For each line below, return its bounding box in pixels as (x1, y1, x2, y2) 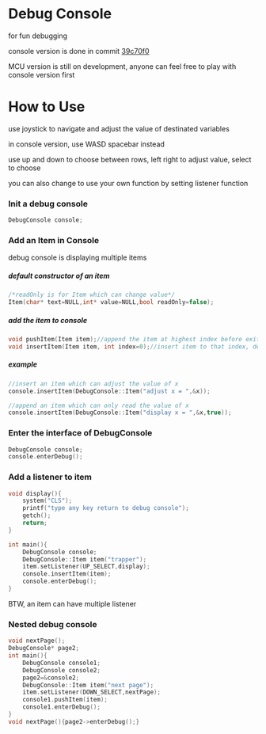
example (8, 359, 38, 369)
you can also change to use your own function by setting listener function (8, 178, 249, 188)
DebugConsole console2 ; (22, 666, 101, 674)
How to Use (8, 98, 85, 116)
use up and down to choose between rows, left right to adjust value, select (8, 154, 252, 164)
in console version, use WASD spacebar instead (8, 139, 165, 149)
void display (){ (8, 489, 62, 497)
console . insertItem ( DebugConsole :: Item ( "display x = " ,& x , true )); (8, 409, 232, 416)
